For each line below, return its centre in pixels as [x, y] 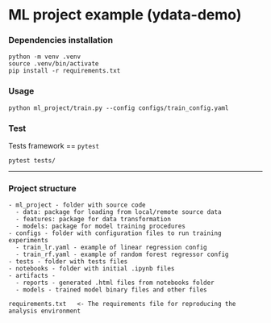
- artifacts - [32, 276]
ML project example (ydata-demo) [125, 15]
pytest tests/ [32, 161]
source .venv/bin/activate [54, 64]
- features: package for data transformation [94, 220]
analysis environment [45, 311]
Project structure [42, 189]
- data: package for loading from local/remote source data [119, 212]
